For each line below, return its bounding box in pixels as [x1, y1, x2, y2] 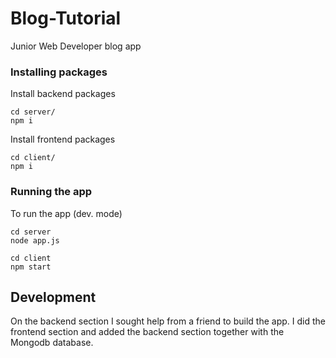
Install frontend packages [10, 133, 116, 146]
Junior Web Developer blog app [10, 40, 142, 52]
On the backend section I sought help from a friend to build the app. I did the [10, 315, 326, 327]
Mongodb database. [10, 337, 94, 349]
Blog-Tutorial [10, 7, 122, 30]
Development [10, 288, 97, 306]
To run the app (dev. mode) [10, 207, 123, 219]
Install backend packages [10, 88, 116, 100]
